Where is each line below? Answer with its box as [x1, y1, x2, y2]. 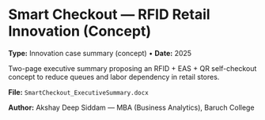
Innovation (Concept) [8, 22, 152, 40]
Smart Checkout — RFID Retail [8, 6, 211, 24]
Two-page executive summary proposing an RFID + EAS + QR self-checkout [8, 63, 257, 73]
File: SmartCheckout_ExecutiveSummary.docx [8, 87, 149, 96]
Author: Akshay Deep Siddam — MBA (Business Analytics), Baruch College [8, 103, 255, 112]
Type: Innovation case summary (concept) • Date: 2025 [8, 48, 192, 58]
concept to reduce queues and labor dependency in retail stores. [8, 72, 220, 81]
